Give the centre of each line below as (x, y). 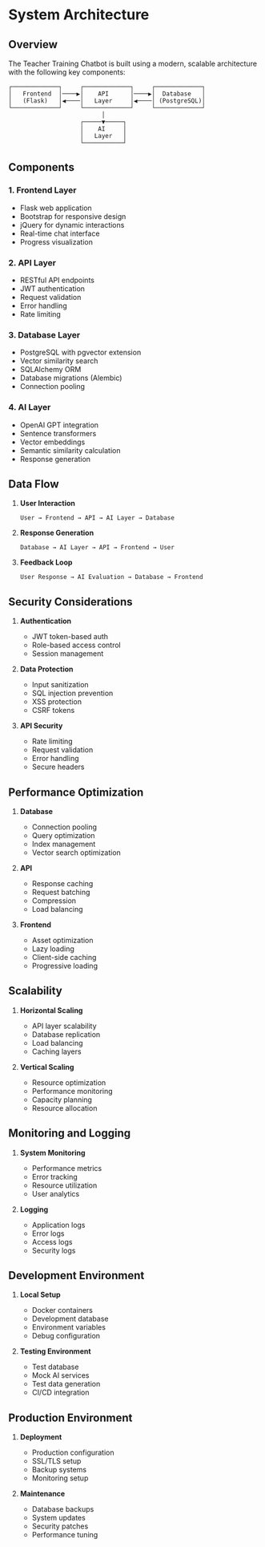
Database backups (63, 1509)
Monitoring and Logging (70, 1134)
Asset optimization (62, 941)
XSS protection (57, 702)
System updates (58, 1518)
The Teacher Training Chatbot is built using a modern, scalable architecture (133, 63)
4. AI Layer (30, 407)
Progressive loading (65, 966)
